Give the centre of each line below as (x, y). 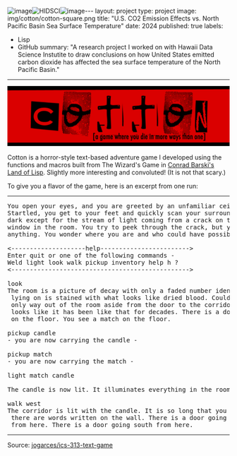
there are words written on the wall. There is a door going (119, 418)
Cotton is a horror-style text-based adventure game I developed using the (115, 157)
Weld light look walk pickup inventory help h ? (93, 262)
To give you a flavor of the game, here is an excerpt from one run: (103, 186)
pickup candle (32, 333)
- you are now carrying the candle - (73, 340)
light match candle (41, 375)
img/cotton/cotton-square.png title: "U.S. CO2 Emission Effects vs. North (113, 18)
